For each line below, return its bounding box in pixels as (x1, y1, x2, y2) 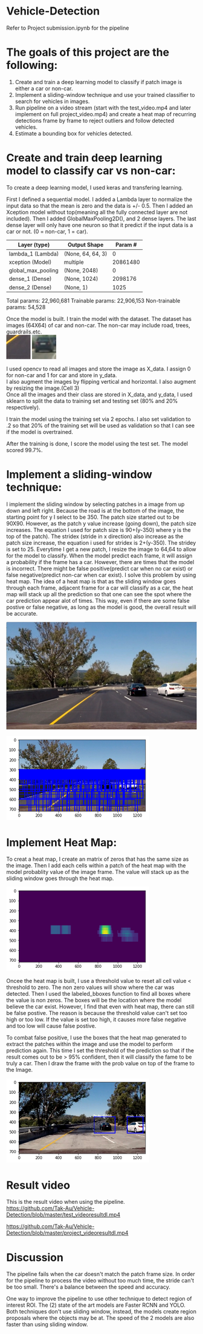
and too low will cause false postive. (6, 1022, 97, 1030)
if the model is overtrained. (6, 429, 74, 436)
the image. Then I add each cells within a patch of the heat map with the (6, 862, 186, 869)
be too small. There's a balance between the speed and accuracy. (6, 1283, 171, 1290)
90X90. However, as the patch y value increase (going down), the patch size (6, 520, 196, 527)
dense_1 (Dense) (8, 275, 52, 283)
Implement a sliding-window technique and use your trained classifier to (14, 91, 195, 98)
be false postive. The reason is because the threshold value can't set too (6, 1010, 187, 1017)
